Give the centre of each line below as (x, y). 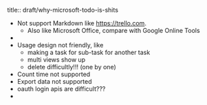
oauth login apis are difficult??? (61, 89)
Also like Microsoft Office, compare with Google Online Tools (114, 31)
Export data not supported (54, 81)
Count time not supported (54, 74)
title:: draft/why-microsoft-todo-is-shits (63, 10)
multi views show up (56, 60)
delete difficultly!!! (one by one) (72, 67)
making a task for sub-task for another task (89, 52)
